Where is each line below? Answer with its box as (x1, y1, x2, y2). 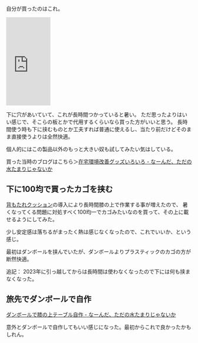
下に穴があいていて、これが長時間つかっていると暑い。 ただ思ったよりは (6, 111, 183, 118)
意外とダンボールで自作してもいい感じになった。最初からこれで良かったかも (6, 323, 192, 331)
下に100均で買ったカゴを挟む (6, 184, 113, 194)
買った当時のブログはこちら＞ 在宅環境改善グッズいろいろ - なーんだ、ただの (6, 158, 192, 165)
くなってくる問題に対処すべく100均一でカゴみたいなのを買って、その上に (6, 208, 184, 215)
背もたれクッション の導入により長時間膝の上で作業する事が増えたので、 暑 (6, 201, 189, 208)
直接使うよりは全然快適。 (11, 133, 74, 140)
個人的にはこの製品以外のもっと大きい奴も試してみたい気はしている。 (6, 146, 177, 152)
